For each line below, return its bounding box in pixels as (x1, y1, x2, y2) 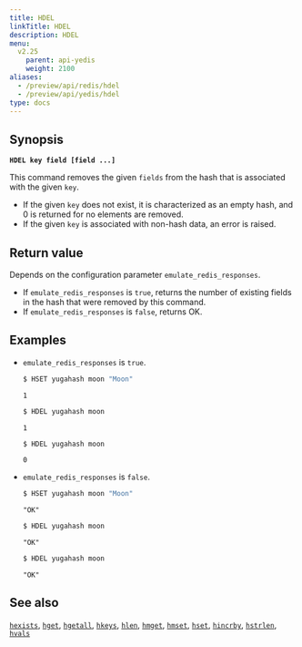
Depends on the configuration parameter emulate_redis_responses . (9, 270, 261, 280)
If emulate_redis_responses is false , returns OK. (22, 306, 203, 317)
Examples (9, 333, 66, 348)
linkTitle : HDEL (9, 22, 71, 31)
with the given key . (9, 181, 80, 192)
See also (9, 595, 59, 611)
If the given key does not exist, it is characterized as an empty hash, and (22, 200, 294, 211)
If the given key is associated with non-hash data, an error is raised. (22, 219, 277, 230)
